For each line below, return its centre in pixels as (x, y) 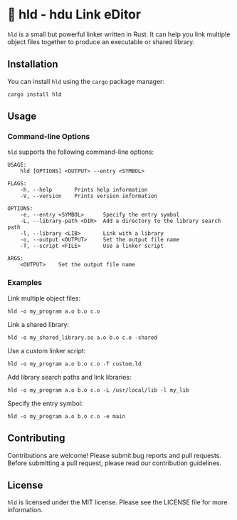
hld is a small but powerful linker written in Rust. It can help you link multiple (119, 34)
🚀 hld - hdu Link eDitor (74, 15)
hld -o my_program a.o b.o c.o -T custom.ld (74, 364)
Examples (25, 283)
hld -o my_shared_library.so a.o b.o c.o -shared (83, 338)
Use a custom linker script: (47, 350)
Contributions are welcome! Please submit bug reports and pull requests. (115, 455)
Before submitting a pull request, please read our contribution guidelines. (115, 463)
